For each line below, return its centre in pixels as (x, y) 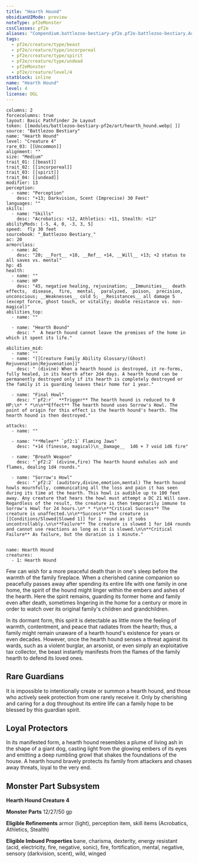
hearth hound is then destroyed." (49, 415)
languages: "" (24, 203)
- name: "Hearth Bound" (40, 327)
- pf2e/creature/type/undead (47, 61)
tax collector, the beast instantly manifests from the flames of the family (93, 651)
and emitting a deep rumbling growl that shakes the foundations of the (91, 755)
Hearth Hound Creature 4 (38, 800)
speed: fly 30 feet (32, 229)
